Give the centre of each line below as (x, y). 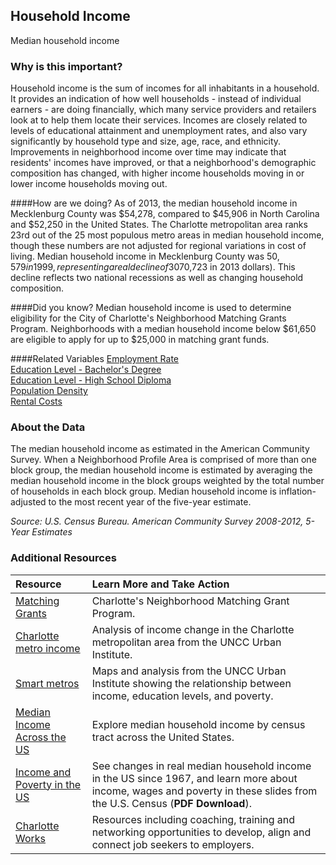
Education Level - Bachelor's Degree (86, 370)
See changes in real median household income (201, 766)
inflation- (297, 491)
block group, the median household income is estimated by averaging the (161, 470)
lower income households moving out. (89, 184)
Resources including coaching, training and (193, 819)
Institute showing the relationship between (191, 683)
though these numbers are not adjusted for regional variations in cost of (158, 246)
